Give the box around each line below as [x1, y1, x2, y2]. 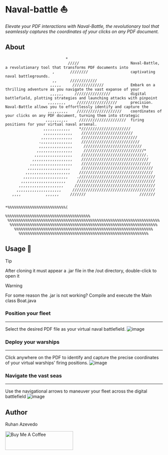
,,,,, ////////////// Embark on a [49, 82, 155, 87]
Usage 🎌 [5, 245, 31, 253]
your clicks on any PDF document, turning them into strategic [5, 113, 140, 118]
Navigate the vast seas [5, 372, 62, 379]
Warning [5, 282, 22, 289]
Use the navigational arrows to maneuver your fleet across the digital [5, 388, 147, 394]
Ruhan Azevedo [5, 422, 38, 428]
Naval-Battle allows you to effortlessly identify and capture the [5, 104, 149, 109]
